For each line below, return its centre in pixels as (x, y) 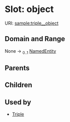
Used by (18, 102)
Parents (17, 68)
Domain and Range (35, 39)
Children (18, 85)
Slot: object (29, 9)
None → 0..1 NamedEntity (30, 51)
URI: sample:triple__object (32, 23)
